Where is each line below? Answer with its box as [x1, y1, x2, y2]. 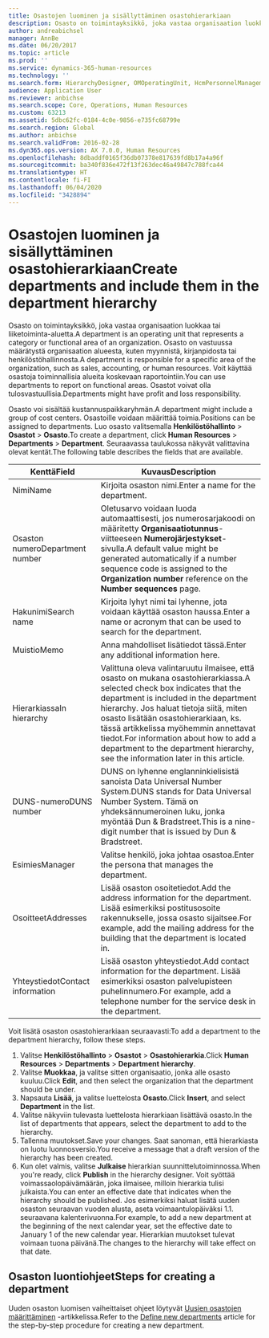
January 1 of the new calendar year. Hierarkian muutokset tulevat [19, 1230, 235, 1239]
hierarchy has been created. [19, 1152, 114, 1162]
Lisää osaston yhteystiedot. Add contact [100, 955, 250, 966]
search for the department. [100, 626, 202, 637]
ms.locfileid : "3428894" [8, 190, 91, 199]
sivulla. [100, 543, 127, 554]
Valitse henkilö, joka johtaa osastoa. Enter [100, 849, 255, 860]
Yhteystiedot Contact [12, 975, 90, 986]
